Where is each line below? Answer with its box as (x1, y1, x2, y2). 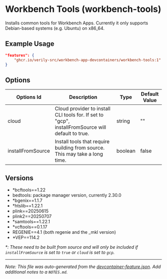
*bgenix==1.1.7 (12, 197, 43, 203)
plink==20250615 (12, 208, 49, 214)
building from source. (54, 144, 105, 151)
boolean (116, 148, 136, 155)
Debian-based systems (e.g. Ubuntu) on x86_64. (5, 25, 105, 31)
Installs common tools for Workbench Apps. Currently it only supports (5, 20, 148, 26)
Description (69, 93, 98, 100)
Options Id (16, 93, 41, 100)
